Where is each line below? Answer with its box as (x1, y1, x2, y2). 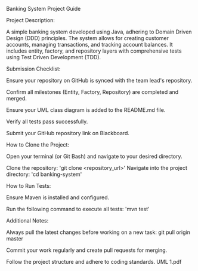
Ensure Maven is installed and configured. (6, 194, 110, 201)
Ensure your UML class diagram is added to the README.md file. (6, 106, 166, 113)
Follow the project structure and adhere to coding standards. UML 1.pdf (6, 258, 182, 265)
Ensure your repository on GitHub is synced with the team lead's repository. (6, 77, 193, 84)
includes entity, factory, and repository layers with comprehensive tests (6, 47, 182, 54)
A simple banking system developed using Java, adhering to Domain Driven (6, 28, 192, 35)
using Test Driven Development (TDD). (6, 54, 101, 60)
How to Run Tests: (6, 182, 51, 189)
